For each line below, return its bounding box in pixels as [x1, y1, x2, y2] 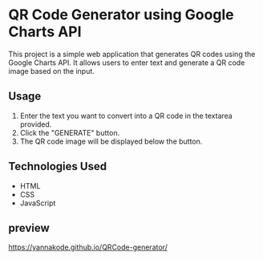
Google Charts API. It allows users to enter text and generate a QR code [8, 58, 245, 67]
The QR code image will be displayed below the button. [19, 136, 203, 146]
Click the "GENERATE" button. [19, 128, 120, 137]
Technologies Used [8, 160, 107, 173]
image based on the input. [8, 66, 95, 75]
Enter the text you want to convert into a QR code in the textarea [19, 111, 233, 120]
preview [8, 221, 50, 234]
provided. [19, 119, 52, 129]
